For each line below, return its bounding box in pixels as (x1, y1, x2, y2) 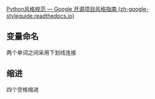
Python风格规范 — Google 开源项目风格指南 (6, 5, 117, 12)
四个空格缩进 (6, 86, 39, 93)
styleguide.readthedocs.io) (6, 12, 75, 20)
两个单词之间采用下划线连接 (6, 48, 77, 56)
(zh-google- (118, 5, 149, 12)
